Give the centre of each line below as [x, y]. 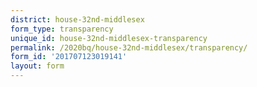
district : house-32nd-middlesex [77, 19]
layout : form [37, 66]
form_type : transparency [62, 29]
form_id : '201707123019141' [69, 57]
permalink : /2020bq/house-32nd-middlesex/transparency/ [129, 47]
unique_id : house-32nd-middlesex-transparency [109, 38]
